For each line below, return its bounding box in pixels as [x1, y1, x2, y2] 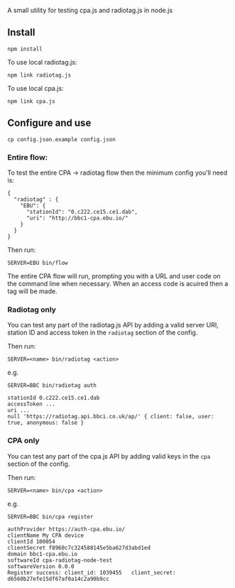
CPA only [7, 436, 40, 446]
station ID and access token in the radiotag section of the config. [7, 328, 198, 337]
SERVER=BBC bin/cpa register [7, 513, 94, 521]
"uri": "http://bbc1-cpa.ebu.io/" [26, 214, 129, 222]
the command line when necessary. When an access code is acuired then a [7, 279, 229, 288]
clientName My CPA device [7, 532, 84, 539]
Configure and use [7, 117, 92, 129]
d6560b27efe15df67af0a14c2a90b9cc [7, 575, 110, 582]
